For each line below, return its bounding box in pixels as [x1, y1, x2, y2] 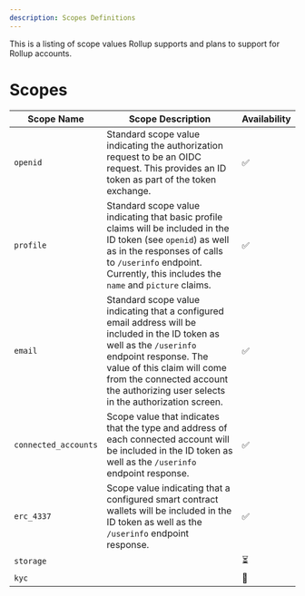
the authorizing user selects [106, 384, 225, 396]
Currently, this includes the [106, 267, 222, 279]
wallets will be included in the [106, 504, 232, 517]
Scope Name [27, 112, 84, 125]
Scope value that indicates [106, 410, 220, 423]
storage [14, 556, 47, 567]
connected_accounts [14, 439, 98, 450]
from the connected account [106, 373, 229, 386]
